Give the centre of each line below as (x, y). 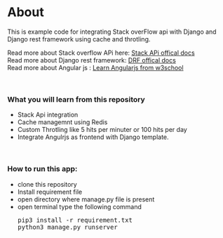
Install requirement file (50, 192)
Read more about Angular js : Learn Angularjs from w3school (95, 67)
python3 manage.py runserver (67, 227)
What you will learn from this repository (76, 99)
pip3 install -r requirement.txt (75, 220)
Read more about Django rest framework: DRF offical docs (92, 60)
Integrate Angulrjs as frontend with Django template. (93, 137)
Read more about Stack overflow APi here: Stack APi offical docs (101, 53)
